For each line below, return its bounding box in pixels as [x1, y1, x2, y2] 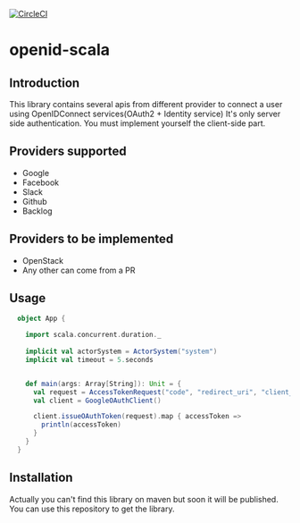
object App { [17, 314, 66, 324]
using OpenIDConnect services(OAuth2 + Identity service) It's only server [9, 108, 281, 119]
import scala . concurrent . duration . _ [25, 331, 162, 340]
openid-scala [9, 40, 110, 60]
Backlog [21, 206, 53, 216]
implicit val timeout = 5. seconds [25, 355, 154, 364]
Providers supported [9, 144, 127, 159]
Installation [9, 470, 73, 485]
